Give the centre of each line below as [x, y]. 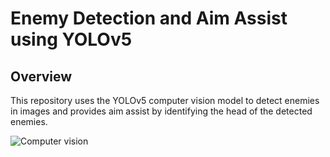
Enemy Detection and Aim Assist [149, 18]
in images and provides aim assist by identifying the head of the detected [161, 111]
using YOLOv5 [71, 39]
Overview [41, 76]
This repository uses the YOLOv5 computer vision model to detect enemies [165, 100]
